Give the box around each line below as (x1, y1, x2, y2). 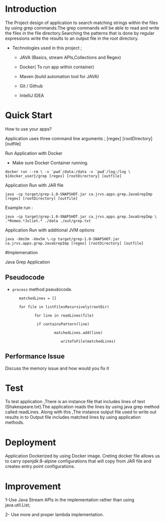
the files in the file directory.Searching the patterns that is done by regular (5, 30, 155, 36)
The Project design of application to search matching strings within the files (5, 20, 158, 26)
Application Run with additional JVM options (5, 227, 95, 233)
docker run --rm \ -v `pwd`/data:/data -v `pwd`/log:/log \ (5, 169, 131, 174)
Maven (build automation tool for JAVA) (19, 73, 99, 79)
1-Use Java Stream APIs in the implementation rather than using (5, 497, 135, 503)
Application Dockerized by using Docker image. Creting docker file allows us (5, 453, 160, 459)
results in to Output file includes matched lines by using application (5, 414, 141, 420)
